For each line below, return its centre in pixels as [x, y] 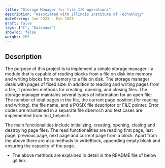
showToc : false [21, 32]
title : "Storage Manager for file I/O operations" [58, 10]
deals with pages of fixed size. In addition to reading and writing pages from [82, 84]
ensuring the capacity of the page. [40, 145]
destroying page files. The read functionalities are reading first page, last [79, 130]
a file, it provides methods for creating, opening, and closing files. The [76, 89]
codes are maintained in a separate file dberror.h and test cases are [74, 110]
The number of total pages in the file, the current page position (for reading [82, 100]
